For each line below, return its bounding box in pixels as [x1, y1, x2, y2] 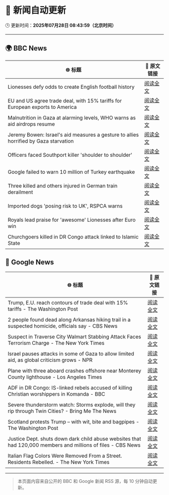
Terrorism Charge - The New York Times [8, 339, 105, 346]
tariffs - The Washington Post [8, 305, 78, 313]
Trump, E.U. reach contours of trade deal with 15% [8, 299, 128, 306]
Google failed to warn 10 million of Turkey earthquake [8, 168, 135, 175]
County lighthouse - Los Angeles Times [8, 374, 102, 381]
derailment [8, 189, 33, 196]
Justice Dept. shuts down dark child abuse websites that [8, 435, 141, 442]
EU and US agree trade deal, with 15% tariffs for [8, 97, 122, 104]
